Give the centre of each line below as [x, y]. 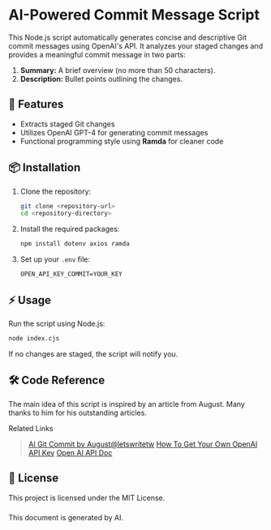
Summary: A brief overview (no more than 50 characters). [118, 70]
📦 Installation [45, 168]
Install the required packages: [70, 229]
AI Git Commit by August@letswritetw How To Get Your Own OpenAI [143, 444]
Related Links [31, 428]
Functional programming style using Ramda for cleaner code [122, 141]
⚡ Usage [30, 300]
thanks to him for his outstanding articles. [78, 412]
